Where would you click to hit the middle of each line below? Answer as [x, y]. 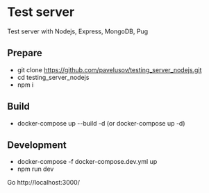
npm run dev [35, 169]
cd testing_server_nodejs [53, 77]
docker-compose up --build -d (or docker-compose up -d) [101, 123]
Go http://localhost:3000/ [43, 183]
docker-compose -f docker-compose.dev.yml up [87, 162]
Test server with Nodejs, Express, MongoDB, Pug [78, 31]
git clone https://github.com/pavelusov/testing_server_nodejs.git [109, 69]
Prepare [25, 53]
